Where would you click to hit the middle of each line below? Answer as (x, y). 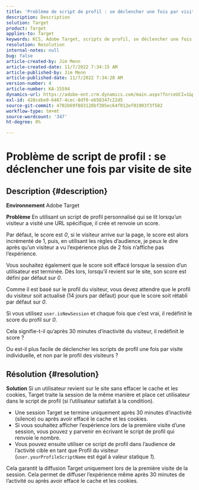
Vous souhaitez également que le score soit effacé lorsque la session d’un (97, 265)
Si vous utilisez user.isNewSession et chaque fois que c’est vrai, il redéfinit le (99, 314)
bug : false (20, 56)
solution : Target (28, 23)
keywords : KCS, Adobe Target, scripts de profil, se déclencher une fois (99, 39)
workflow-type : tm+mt (33, 111)
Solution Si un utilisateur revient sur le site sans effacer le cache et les (92, 388)
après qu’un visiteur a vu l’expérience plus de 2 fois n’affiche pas (85, 248)
